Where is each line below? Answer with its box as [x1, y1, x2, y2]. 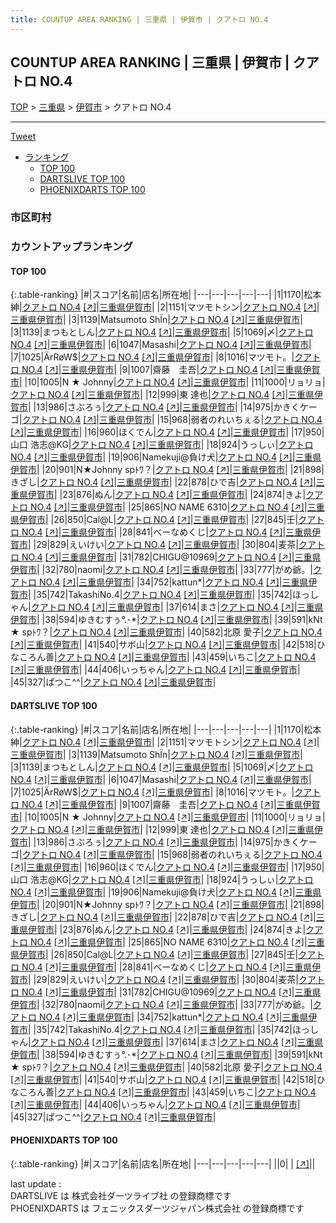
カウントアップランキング [10, 240, 133, 254]
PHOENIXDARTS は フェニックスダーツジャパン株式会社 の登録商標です [10, 1202, 305, 1214]
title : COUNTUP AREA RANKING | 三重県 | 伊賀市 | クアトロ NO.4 [10, 14, 269, 25]
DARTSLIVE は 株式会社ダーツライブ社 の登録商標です [10, 1189, 232, 1201]
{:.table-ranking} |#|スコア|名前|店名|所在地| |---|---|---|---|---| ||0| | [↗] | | [10, 1157, 316, 1170]
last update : [10, 1177, 62, 1190]
